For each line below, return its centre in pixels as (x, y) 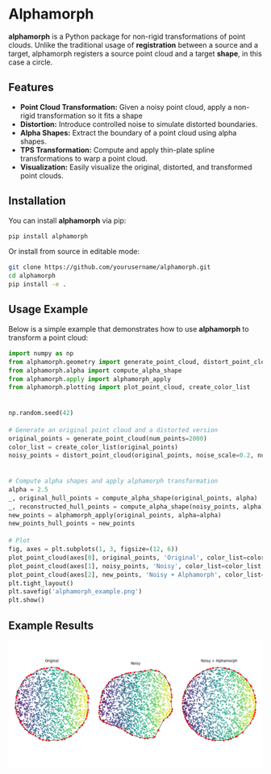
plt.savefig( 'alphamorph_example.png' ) (75, 592)
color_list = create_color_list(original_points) (94, 447)
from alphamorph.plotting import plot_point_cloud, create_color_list (129, 387)
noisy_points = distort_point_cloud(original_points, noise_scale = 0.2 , (131, 456)
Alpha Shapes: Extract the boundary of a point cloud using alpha (128, 132)
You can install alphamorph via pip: (67, 220)
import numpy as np (41, 353)
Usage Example (48, 310)
